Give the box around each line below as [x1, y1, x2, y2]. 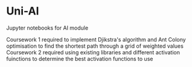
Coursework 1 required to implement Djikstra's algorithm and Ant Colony [6, 36, 186, 43]
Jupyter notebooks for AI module [6, 24, 89, 31]
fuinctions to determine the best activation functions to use [6, 55, 153, 62]
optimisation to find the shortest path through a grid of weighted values [6, 42, 184, 49]
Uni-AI [6, 4, 39, 18]
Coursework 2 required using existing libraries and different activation [6, 48, 180, 56]
